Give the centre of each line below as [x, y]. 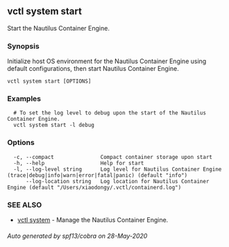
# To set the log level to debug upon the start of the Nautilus [110, 113]
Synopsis [23, 46]
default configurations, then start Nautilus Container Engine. [93, 69]
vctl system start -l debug [54, 125]
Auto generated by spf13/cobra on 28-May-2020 [77, 236]
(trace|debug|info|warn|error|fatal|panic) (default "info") [97, 175]
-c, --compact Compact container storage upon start [113, 157]
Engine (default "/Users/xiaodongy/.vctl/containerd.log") [94, 187]
